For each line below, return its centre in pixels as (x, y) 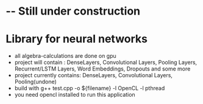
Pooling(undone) (36, 82)
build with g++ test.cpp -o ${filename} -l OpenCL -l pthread (90, 88)
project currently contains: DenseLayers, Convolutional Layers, (94, 75)
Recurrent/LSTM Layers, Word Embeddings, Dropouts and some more (102, 69)
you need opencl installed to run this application (75, 95)
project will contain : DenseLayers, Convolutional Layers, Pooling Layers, (106, 63)
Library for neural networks (77, 39)
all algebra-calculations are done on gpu (65, 56)
